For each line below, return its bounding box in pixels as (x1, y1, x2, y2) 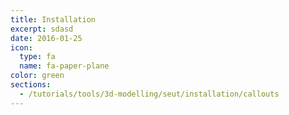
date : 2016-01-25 (10, 33, 83, 43)
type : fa (19, 52, 56, 62)
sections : (10, 80, 52, 90)
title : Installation (10, 14, 97, 25)
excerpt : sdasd (10, 24, 74, 34)
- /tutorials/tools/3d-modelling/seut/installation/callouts (19, 89, 280, 99)
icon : (10, 42, 33, 53)
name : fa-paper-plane (19, 61, 110, 71)
